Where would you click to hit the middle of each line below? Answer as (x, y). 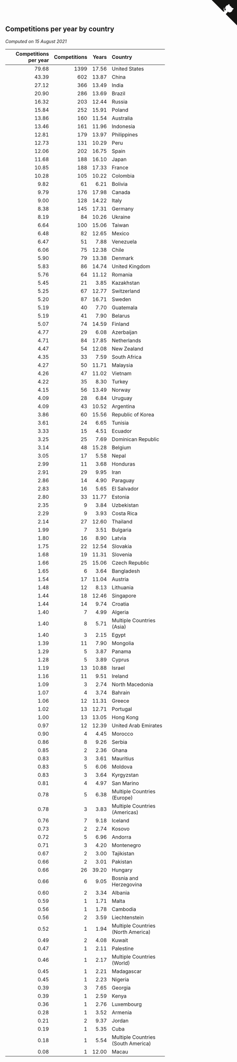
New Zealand (127, 349)
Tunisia (120, 423)
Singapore (124, 595)
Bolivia (120, 184)
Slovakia (122, 546)
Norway (121, 390)
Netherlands (126, 340)
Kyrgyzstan (125, 775)
